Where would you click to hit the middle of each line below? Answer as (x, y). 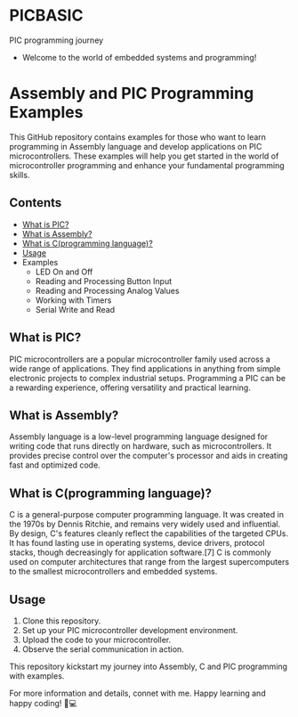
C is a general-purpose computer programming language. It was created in (147, 515)
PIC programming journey (56, 40)
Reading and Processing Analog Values (107, 290)
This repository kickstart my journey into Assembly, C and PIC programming (148, 666)
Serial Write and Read (75, 309)
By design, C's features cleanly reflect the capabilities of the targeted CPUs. (149, 534)
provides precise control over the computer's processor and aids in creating (149, 456)
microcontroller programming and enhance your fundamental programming (147, 165)
